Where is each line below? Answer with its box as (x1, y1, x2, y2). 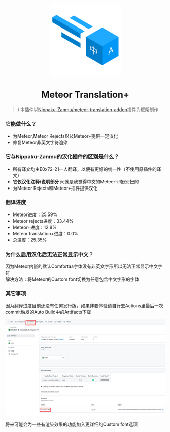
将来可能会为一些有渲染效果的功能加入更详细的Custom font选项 (5, 421, 138, 427)
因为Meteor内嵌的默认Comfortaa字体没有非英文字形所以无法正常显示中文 (5, 263, 158, 269)
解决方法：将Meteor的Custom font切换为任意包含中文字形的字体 (5, 276, 140, 282)
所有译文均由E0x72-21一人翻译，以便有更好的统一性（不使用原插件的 (12, 166, 157, 172)
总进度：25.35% (12, 237, 47, 243)
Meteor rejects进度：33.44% (12, 218, 74, 224)
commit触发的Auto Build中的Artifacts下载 (5, 309, 91, 315)
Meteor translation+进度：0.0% (12, 230, 79, 236)
